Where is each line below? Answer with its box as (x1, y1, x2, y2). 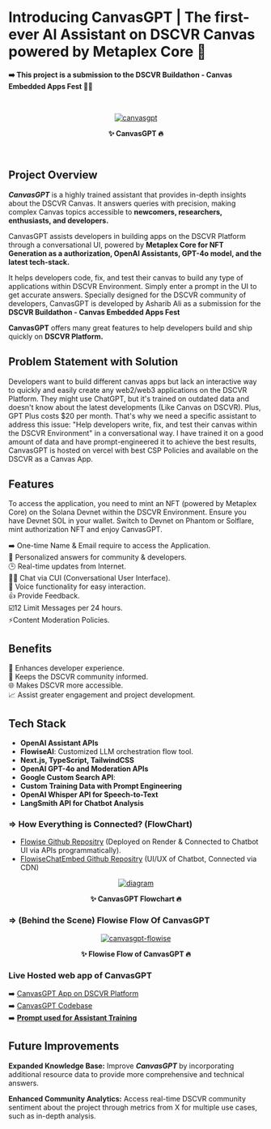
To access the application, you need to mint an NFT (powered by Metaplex (8, 499, 257, 509)
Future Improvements (8, 1039, 120, 1053)
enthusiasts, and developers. (8, 215, 109, 225)
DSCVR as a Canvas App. (8, 454, 93, 463)
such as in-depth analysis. (8, 1110, 96, 1121)
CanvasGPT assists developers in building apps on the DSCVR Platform (8, 231, 247, 241)
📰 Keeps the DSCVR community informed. (8, 672, 148, 682)
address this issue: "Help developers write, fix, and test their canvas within (8, 420, 257, 429)
